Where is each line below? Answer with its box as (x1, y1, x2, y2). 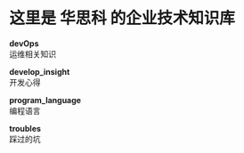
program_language (9, 94, 82, 105)
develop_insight (9, 66, 70, 76)
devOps (9, 37, 39, 49)
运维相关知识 (9, 48, 56, 59)
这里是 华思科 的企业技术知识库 (9, 8, 236, 28)
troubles (9, 123, 42, 133)
